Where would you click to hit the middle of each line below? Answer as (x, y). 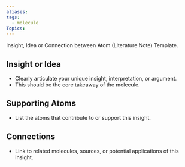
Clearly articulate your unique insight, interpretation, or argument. (96, 79)
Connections (31, 137)
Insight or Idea (34, 64)
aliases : (17, 12)
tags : (13, 17)
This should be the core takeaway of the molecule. (77, 85)
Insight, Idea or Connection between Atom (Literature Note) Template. (92, 45)
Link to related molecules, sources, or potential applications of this (97, 151)
